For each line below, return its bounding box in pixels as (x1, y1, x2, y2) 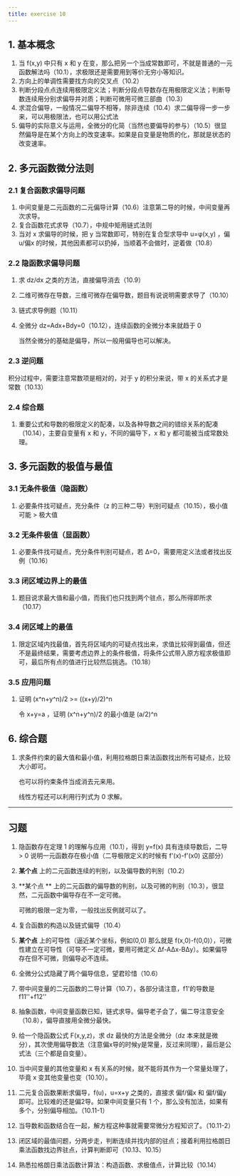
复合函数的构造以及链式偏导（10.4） (18, 920, 125, 929)
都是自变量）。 (49, 1049, 91, 1057)
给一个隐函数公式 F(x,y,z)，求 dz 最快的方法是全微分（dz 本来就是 (18, 1031, 212, 1040)
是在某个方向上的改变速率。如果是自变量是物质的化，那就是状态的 (37, 130, 231, 139)
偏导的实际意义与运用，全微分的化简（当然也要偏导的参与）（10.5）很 (18, 121, 221, 130)
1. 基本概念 (8, 39, 56, 51)
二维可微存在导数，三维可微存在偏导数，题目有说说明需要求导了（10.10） (18, 291, 233, 300)
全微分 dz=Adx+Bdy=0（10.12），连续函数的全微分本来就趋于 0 (18, 321, 202, 330)
